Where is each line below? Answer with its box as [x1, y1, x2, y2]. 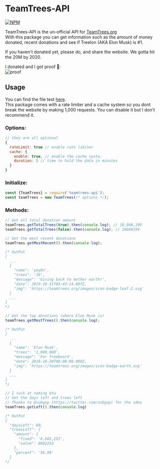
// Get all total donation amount [5, 218, 76, 223]
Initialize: [5, 179, 28, 186]
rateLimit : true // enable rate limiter [9, 144, 94, 149]
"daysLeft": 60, [9, 423, 43, 428]
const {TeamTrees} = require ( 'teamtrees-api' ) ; [5, 190, 105, 195]
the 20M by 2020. [5, 54, 42, 60]
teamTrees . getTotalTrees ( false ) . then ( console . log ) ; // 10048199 [5, 227, 140, 232]
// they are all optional [5, 136, 58, 141]
